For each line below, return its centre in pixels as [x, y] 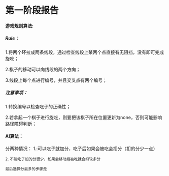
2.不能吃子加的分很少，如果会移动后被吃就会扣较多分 [53, 159]
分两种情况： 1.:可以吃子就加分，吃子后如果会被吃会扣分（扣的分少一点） [81, 149]
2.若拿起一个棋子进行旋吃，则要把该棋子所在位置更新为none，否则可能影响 [84, 117]
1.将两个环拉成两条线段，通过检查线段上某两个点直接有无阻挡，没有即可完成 [84, 52]
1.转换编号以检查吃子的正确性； [38, 106]
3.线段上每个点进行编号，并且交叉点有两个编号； [56, 80]
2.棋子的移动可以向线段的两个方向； [43, 69]
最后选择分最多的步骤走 [26, 169]
